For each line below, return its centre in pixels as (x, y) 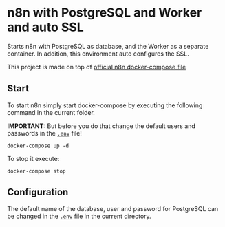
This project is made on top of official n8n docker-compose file (97, 67)
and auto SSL (45, 27)
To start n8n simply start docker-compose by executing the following (105, 105)
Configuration (38, 192)
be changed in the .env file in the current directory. (79, 216)
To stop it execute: (33, 158)
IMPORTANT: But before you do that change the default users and (101, 126)
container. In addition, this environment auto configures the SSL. (98, 54)
